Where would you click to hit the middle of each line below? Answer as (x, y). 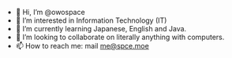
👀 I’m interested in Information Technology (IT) (91, 20)
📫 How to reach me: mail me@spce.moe (82, 46)
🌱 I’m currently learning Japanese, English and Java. (101, 29)
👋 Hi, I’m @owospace (50, 12)
